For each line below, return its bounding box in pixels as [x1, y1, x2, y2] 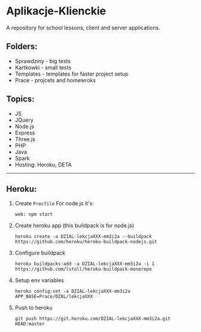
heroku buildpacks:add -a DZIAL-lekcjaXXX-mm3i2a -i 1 [14, 261, 155, 267]
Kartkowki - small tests [14, 64, 72, 71]
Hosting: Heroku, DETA [14, 161, 72, 168]
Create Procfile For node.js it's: [14, 200, 95, 207]
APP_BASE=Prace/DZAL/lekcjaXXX [14, 294, 93, 300]
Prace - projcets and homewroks [14, 76, 96, 83]
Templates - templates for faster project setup [14, 70, 129, 77]
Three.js [14, 135, 36, 142]
